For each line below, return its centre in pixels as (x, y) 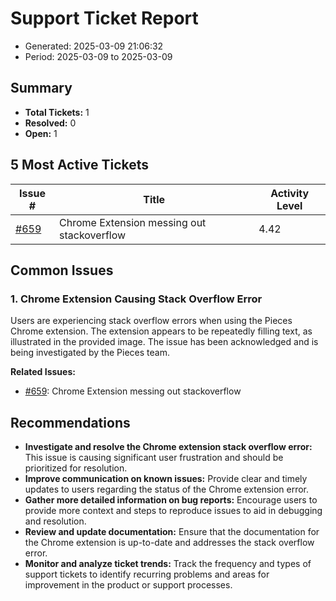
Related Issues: (43, 372)
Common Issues (62, 270)
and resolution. (55, 521)
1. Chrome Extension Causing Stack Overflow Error (136, 299)
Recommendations (70, 422)
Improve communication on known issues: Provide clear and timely (166, 479)
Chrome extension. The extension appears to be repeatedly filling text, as (161, 331)
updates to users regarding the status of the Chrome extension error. (167, 489)
